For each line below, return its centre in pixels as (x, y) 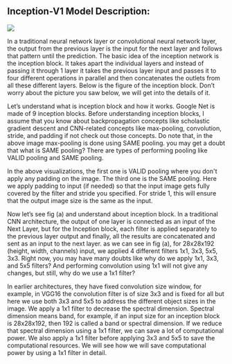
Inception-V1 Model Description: (79, 11)
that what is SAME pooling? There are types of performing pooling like (107, 150)
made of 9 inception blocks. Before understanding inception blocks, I (106, 113)
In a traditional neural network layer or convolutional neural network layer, (112, 41)
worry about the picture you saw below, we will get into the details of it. (109, 92)
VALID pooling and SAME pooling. (55, 157)
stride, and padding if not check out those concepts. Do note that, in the (110, 135)
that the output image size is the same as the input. (80, 200)
